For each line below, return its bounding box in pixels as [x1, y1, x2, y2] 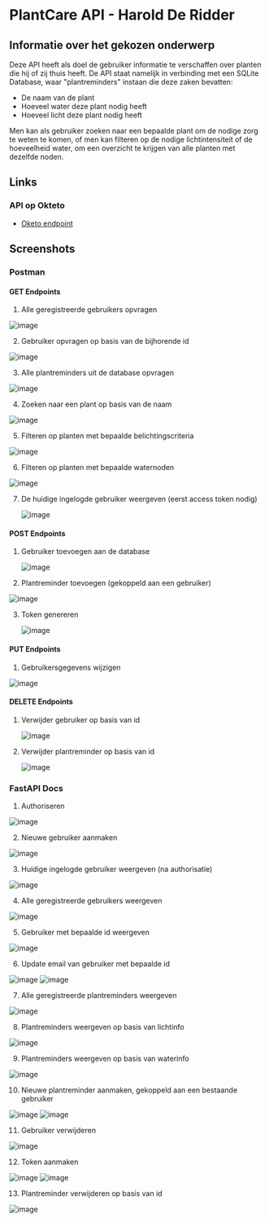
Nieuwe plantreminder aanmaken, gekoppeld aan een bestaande [20, 1085, 238, 1095]
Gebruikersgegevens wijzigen [20, 662, 121, 672]
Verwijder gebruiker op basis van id [20, 714, 141, 724]
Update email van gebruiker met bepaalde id [20, 959, 170, 969]
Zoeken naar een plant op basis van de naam [20, 399, 172, 409]
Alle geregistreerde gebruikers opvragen [20, 305, 158, 314]
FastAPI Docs [9, 782, 63, 793]
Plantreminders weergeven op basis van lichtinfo [20, 1022, 185, 1032]
